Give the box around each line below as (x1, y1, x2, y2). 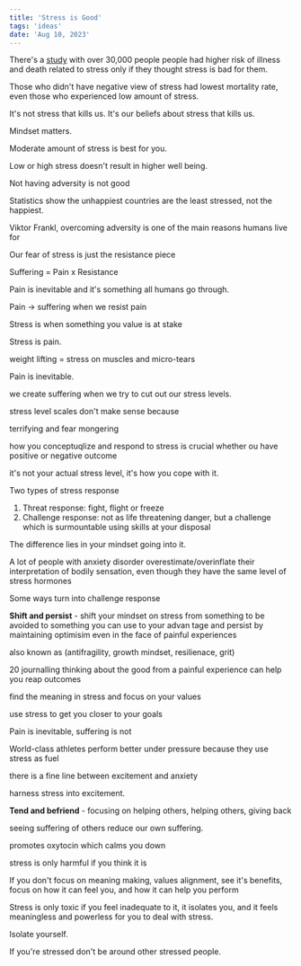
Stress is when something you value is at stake (9, 319, 182, 330)
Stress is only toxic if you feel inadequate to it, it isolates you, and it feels (9, 902, 279, 913)
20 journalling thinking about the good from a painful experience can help (9, 664, 282, 675)
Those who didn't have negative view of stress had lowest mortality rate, (9, 82, 279, 93)
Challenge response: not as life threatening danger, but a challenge (22, 512, 271, 523)
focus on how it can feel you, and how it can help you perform (9, 884, 240, 895)
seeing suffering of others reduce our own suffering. (9, 823, 204, 834)
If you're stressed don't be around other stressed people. (9, 946, 222, 957)
